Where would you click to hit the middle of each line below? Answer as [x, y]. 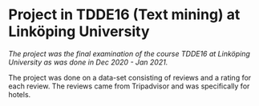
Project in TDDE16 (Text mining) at [124, 15]
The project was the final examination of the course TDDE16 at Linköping [129, 53]
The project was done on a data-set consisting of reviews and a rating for [130, 77]
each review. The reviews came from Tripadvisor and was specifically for [129, 86]
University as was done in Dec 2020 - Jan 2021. [88, 62]
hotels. [20, 94]
